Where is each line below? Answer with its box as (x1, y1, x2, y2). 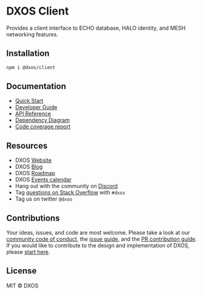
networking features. (6, 30, 59, 38)
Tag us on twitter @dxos (15, 195, 73, 202)
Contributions (6, 213, 60, 223)
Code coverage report (15, 123, 71, 130)
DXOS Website (15, 156, 52, 164)
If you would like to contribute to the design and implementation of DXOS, (6, 242, 190, 249)
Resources (6, 141, 48, 151)
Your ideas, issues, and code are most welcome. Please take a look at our (6, 229, 190, 236)
